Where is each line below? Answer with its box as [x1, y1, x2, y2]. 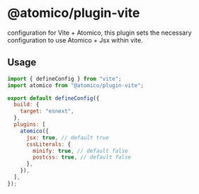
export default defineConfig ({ [7, 94, 100, 102]
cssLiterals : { [25, 140, 72, 148]
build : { [13, 101, 40, 108]
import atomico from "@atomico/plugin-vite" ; [7, 81, 144, 89]
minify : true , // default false [33, 147, 129, 154]
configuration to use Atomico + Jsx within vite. [7, 35, 143, 44]
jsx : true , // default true [25, 134, 110, 141]
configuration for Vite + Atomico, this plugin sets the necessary [7, 28, 193, 37]
